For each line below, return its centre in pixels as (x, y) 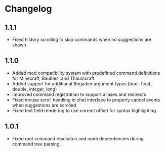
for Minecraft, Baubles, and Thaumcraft (53, 78)
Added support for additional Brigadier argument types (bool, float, (82, 83)
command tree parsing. (36, 144)
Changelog (28, 9)
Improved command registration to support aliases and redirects (79, 94)
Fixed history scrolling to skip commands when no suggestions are (82, 39)
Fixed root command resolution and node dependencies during (78, 138)
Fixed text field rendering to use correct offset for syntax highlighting (84, 110)
